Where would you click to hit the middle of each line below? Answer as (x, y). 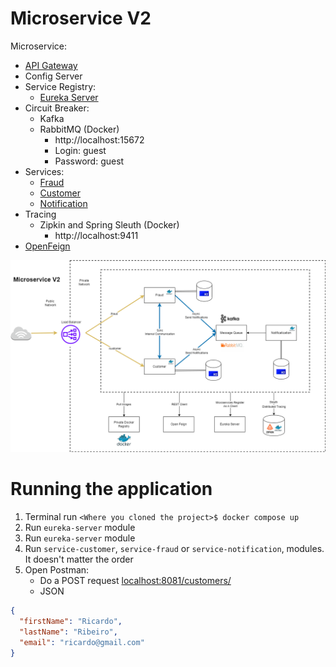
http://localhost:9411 (96, 235)
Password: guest (89, 161)
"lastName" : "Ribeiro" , (68, 632)
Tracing (40, 214)
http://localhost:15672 (99, 139)
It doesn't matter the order (79, 559)
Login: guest (80, 150)
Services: (44, 171)
